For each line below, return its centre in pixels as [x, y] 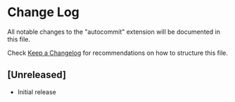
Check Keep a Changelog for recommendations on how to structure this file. [118, 53]
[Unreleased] [37, 75]
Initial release [37, 91]
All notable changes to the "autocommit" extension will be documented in [114, 32]
